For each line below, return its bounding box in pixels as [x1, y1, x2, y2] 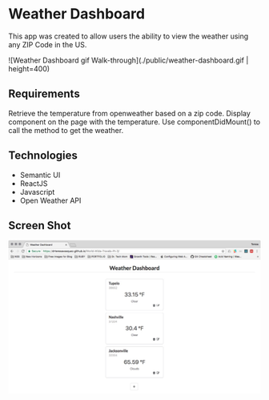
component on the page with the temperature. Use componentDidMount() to [8, 117, 261, 127]
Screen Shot [8, 218, 71, 232]
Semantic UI [19, 170, 61, 180]
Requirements [8, 87, 80, 101]
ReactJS [19, 178, 48, 188]
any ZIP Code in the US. [8, 39, 87, 49]
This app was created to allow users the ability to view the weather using [8, 31, 249, 41]
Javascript [19, 187, 55, 196]
